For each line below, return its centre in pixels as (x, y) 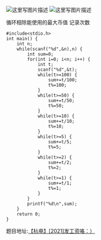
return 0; (29, 214)
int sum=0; (41, 54)
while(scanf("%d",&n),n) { (50, 49)
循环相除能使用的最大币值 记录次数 (48, 22)
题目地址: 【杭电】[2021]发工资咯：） (51, 231)
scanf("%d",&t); (57, 70)
